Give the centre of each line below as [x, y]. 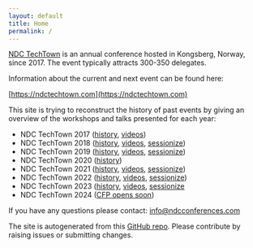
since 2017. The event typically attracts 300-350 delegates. [107, 63]
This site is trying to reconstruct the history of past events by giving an [126, 110]
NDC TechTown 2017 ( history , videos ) [83, 134]
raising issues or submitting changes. [71, 235]
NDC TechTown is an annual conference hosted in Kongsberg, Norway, [127, 54]
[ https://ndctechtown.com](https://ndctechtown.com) [98, 94]
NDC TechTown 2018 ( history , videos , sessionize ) [103, 143]
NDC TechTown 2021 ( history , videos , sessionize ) [103, 169]
